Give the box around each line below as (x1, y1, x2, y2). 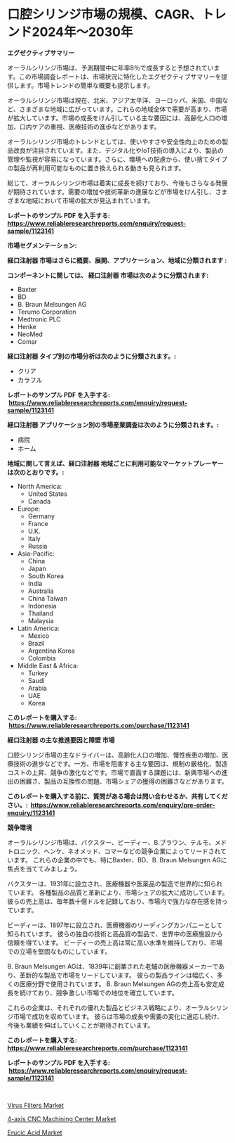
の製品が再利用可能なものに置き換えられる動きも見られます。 (7, 163, 185, 172)
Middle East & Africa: (17, 661, 79, 670)
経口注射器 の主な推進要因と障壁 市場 (7, 736, 115, 744)
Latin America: (17, 624, 60, 632)
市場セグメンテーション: (7, 241, 77, 250)
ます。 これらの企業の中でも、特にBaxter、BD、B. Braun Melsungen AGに (13, 855, 227, 864)
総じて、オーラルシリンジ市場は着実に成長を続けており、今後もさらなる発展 (7, 179, 228, 187)
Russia (27, 542, 48, 550)
